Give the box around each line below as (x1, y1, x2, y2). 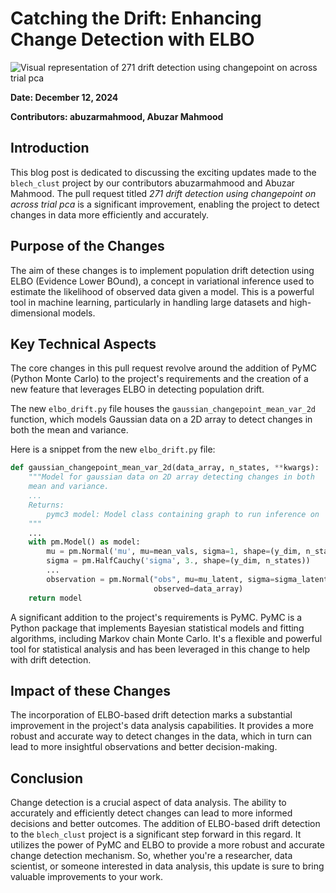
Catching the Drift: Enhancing (10, 7, 262, 30)
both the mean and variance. (10, 424, 129, 436)
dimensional (10, 307, 61, 319)
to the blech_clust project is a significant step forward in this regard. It (10, 828, 302, 841)
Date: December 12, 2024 (10, 91, 119, 103)
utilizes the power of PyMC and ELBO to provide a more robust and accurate (10, 839, 326, 851)
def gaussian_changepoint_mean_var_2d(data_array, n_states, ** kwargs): (10, 463, 320, 473)
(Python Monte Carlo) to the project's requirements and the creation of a (10, 373, 309, 385)
